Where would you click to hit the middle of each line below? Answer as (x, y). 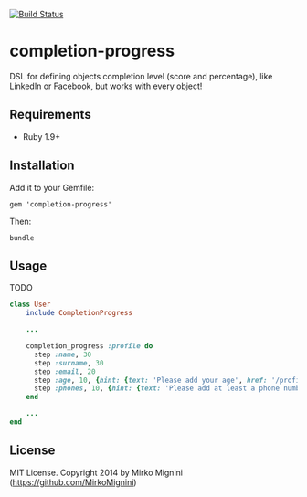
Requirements (50, 115)
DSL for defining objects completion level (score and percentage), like (141, 76)
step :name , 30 (63, 354)
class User (30, 305)
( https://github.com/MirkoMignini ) (73, 482)
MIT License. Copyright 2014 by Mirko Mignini (96, 472)
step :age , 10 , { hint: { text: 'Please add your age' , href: (150, 380)
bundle (22, 238)
